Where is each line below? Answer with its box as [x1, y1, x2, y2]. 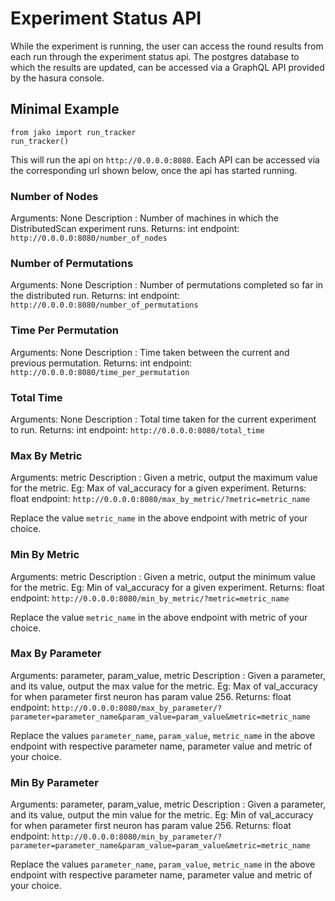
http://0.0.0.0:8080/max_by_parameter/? [51, 703, 223, 713]
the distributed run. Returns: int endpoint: [10, 290, 180, 302]
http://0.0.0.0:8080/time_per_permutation [10, 367, 190, 377]
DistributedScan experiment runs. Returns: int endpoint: [10, 223, 240, 235]
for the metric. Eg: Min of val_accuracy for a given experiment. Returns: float [10, 581, 325, 593]
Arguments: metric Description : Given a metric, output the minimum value [10, 570, 316, 582]
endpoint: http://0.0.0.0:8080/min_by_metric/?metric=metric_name [10, 592, 290, 604]
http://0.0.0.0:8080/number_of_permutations [10, 300, 199, 311]
